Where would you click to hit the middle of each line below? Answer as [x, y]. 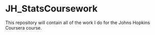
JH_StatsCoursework [51, 9]
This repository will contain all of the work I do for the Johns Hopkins [78, 22]
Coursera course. [24, 27]
